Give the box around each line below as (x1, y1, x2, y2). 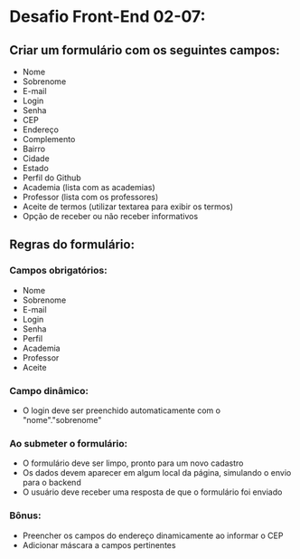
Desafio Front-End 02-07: (9, 6, 206, 27)
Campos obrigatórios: (9, 265, 108, 277)
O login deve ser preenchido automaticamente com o (22, 405, 221, 416)
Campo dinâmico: (9, 384, 89, 397)
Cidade (22, 153, 50, 164)
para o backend (22, 477, 81, 488)
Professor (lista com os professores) (22, 192, 159, 202)
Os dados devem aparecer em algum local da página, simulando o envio (22, 467, 292, 478)
